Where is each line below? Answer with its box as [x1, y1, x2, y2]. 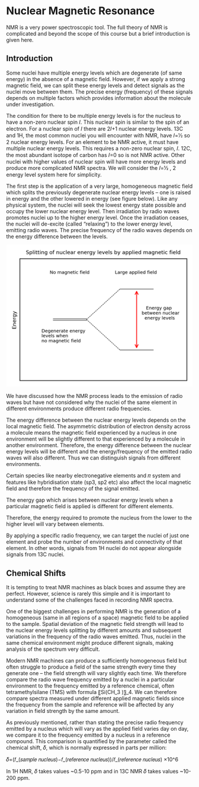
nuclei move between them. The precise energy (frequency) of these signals [6, 88, 193, 95]
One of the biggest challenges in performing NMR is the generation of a [6, 608, 181, 615]
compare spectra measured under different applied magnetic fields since [6, 695, 185, 702]
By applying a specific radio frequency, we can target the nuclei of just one [6, 532, 190, 539]
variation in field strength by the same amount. [6, 708, 120, 715]
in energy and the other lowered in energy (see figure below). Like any [6, 195, 178, 202]
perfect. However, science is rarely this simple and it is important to [6, 590, 171, 598]
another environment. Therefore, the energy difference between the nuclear [6, 442, 191, 449]
